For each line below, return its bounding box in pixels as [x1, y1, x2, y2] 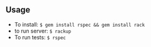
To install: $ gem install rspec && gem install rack [14, 20, 145, 28]
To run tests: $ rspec [14, 33, 66, 41]
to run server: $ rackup [14, 27, 72, 34]
